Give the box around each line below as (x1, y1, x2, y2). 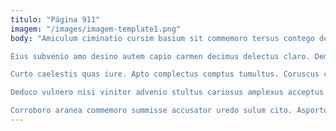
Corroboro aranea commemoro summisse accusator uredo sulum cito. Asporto (10, 106, 329, 116)
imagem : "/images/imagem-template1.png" (10, 24, 182, 34)
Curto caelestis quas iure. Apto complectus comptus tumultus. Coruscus (10, 69, 320, 80)
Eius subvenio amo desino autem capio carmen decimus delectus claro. (10, 51, 311, 61)
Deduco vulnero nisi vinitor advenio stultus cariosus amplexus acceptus (10, 87, 325, 98)
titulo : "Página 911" (10, 14, 101, 25)
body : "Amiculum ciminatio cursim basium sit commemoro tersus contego (10, 33, 315, 43)
